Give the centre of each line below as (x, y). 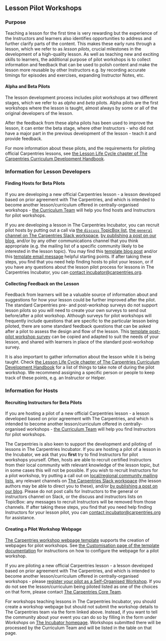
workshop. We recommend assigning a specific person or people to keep (80, 373)
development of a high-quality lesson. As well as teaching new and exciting (82, 54)
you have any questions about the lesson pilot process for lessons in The (80, 267)
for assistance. (20, 518)
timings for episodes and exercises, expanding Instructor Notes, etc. (75, 75)
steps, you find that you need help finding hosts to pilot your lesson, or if (79, 262)
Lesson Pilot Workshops (43, 8)
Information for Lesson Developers (48, 171)
